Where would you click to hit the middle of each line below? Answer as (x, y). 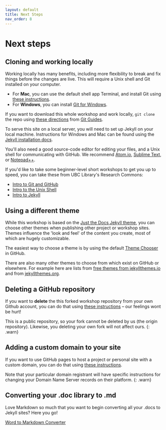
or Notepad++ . (20, 160)
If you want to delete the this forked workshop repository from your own (79, 301)
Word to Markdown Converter (35, 422)
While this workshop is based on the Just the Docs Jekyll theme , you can (80, 223)
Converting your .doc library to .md (61, 395)
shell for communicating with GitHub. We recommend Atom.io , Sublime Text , (83, 155)
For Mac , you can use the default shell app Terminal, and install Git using (87, 94)
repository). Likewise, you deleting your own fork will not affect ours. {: (77, 327)
